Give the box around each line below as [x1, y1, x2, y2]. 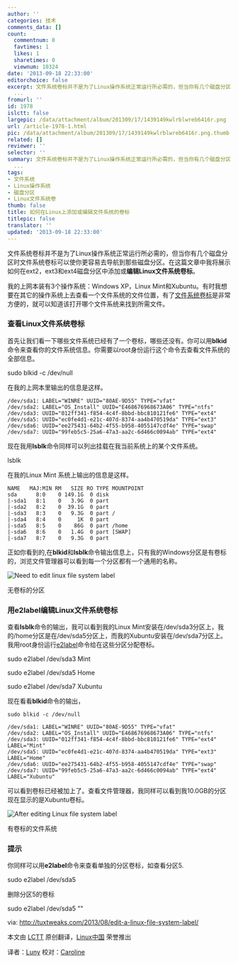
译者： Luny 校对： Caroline [7, 948, 85, 957]
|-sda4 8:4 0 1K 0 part [7, 516, 110, 523]
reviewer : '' [7, 143, 46, 150]
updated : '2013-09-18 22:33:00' [7, 228, 103, 235]
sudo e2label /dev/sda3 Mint [7, 655, 91, 663]
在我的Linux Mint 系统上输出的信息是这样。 [7, 470, 133, 479]
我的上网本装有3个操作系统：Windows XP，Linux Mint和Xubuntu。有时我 [7, 281, 222, 290]
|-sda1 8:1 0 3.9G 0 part [7, 497, 110, 505]
